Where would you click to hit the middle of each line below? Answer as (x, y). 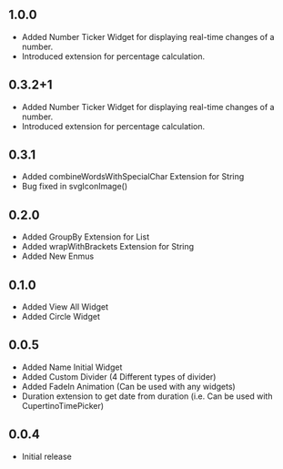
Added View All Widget (65, 307)
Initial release (46, 456)
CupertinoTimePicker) (63, 405)
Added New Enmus (58, 256)
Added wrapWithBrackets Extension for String (108, 247)
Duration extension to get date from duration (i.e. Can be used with (147, 396)
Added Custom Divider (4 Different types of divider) (119, 376)
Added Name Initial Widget (72, 367)
